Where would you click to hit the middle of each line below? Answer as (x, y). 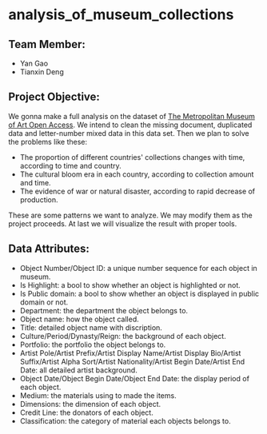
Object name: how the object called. (80, 319)
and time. (35, 182)
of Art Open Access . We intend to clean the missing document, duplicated (130, 125)
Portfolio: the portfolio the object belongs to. (93, 344)
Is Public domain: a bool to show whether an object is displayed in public (139, 293)
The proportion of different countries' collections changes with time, (132, 157)
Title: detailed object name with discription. (91, 327)
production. (39, 199)
